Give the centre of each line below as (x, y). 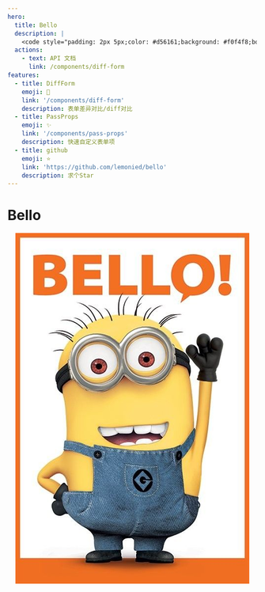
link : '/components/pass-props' (75, 134)
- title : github (41, 150)
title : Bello (36, 25)
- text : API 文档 (49, 59)
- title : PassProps (47, 117)
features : (24, 75)
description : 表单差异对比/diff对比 (77, 108)
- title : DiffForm (45, 83)
